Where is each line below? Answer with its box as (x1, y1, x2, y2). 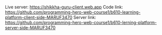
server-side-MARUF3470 (5, 25, 56, 31)
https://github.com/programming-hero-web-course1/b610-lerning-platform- (5, 19, 157, 25)
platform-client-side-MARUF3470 (5, 15, 73, 20)
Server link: (73, 15, 96, 20)
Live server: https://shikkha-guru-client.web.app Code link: (5, 4, 123, 10)
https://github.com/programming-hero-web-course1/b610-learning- (5, 9, 141, 15)
